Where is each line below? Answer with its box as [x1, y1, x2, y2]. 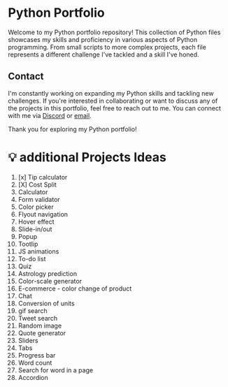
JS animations [17, 247, 59, 256]
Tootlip [17, 240, 38, 248]
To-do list [17, 254, 46, 263]
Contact [8, 71, 44, 82]
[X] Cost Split [17, 180, 57, 189]
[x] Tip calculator [17, 173, 68, 181]
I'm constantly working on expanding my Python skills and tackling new [8, 89, 214, 97]
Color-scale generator [17, 277, 83, 285]
